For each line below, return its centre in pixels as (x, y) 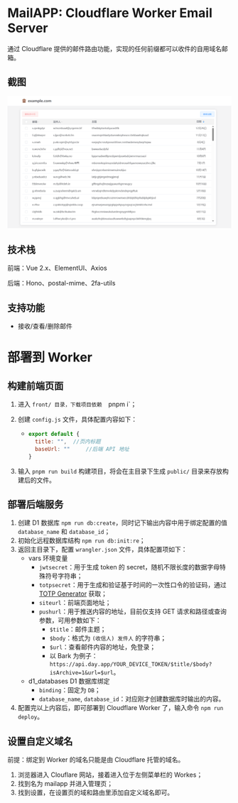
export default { (54, 435)
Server (28, 28)
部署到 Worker (50, 357)
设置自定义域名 (40, 741)
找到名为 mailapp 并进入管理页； (65, 784)
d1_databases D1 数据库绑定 (69, 681)
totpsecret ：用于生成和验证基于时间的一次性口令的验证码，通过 (132, 585)
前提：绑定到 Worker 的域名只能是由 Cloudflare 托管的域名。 (96, 760)
